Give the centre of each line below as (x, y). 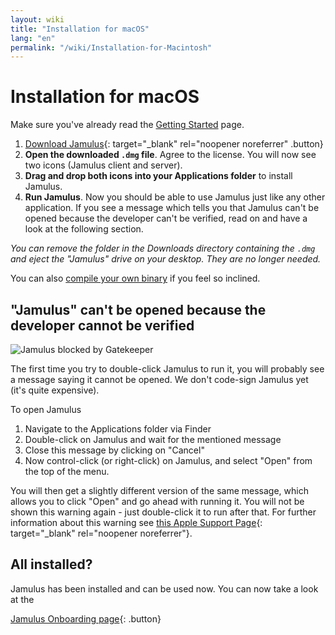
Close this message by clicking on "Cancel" (114, 450)
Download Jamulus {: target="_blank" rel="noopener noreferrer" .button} (174, 144)
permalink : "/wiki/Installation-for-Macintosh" (111, 47)
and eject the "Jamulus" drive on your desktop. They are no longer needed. (166, 259)
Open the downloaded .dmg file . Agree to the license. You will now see (170, 155)
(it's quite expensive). (55, 390)
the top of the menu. (67, 471)
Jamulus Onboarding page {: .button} (86, 618)
